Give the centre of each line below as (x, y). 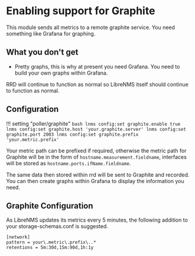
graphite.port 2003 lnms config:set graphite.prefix (72, 135)
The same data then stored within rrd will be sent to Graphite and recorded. (98, 175)
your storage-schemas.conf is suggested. (57, 226)
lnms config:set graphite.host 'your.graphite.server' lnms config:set (96, 129)
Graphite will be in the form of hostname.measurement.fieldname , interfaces (97, 157)
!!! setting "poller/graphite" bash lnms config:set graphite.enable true (93, 123)
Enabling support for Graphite (81, 11)
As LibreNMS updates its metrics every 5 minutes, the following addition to (97, 220)
